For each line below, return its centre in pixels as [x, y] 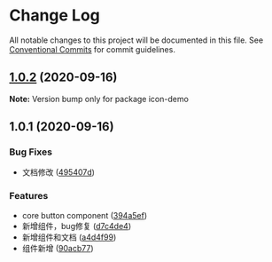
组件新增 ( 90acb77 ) [58, 248]
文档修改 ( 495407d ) [58, 172]
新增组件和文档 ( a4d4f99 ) [69, 237]
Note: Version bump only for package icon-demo [99, 99]
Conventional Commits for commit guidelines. [92, 49]
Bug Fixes [31, 152]
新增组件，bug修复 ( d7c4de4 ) [76, 226]
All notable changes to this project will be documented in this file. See [136, 40]
